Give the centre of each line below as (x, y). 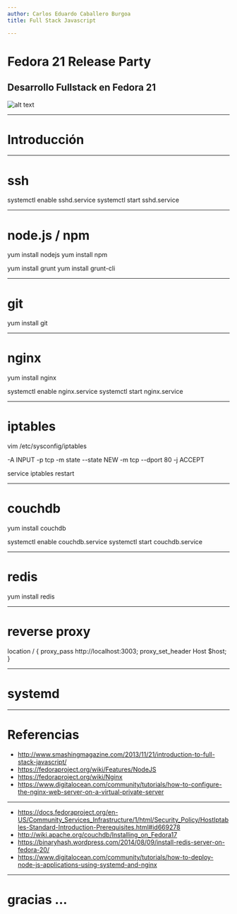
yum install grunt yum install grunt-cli (61, 268)
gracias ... (37, 900)
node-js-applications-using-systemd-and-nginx (87, 865)
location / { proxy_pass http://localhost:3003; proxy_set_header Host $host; (117, 651)
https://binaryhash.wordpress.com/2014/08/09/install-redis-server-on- (121, 842)
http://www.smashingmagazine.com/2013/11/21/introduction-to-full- (116, 754)
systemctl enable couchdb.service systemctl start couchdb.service (105, 542)
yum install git (28, 323)
